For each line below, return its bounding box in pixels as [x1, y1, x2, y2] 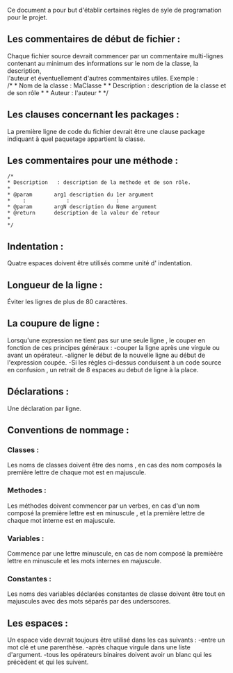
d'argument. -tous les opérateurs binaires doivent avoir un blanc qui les [7, 651, 212, 659]
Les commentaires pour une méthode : [7, 155, 179, 167]
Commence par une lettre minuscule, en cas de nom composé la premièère [7, 549, 223, 558]
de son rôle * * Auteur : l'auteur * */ [7, 88, 109, 97]
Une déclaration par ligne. [7, 404, 82, 413]
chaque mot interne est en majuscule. [7, 516, 115, 524]
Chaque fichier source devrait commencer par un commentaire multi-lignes [7, 51, 224, 60]
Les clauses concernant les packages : [7, 109, 179, 121]
